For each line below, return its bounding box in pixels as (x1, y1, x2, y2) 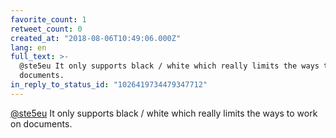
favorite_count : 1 (10, 14, 87, 25)
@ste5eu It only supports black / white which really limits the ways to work (10, 107, 318, 119)
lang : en (10, 42, 47, 53)
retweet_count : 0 (10, 24, 83, 34)
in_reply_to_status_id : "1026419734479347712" (10, 80, 208, 90)
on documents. (10, 117, 73, 130)
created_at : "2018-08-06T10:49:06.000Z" (10, 33, 182, 43)
